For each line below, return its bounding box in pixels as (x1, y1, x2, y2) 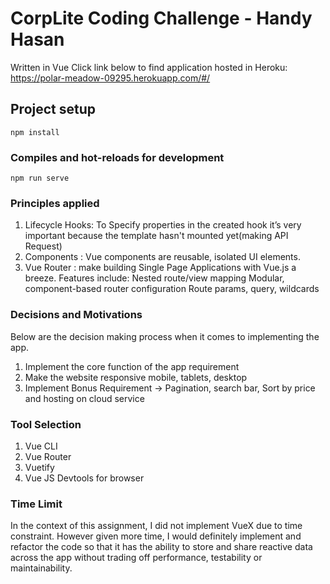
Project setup (10, 101, 97, 118)
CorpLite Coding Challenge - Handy (10, 7, 313, 30)
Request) (24, 240, 63, 252)
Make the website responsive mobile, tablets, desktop (24, 371, 248, 383)
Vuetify (24, 461, 55, 473)
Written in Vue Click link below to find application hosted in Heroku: (10, 61, 288, 73)
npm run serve (10, 173, 70, 184)
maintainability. (10, 562, 73, 574)
